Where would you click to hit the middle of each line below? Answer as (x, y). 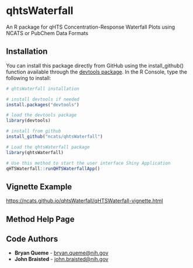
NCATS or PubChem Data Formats (47, 33)
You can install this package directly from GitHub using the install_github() (95, 65)
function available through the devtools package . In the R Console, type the (97, 72)
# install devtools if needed (43, 99)
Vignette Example (39, 187)
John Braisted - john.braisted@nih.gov (62, 259)
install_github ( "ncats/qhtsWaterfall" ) (55, 137)
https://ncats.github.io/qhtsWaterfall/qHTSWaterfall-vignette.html (85, 201)
